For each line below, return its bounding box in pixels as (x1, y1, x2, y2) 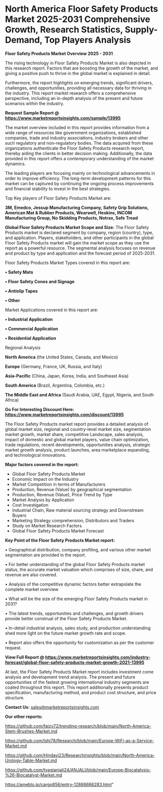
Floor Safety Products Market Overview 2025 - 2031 (5, 50, 113, 57)
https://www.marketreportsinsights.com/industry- (45, 654, 151, 660)
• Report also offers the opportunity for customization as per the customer (5, 640, 154, 645)
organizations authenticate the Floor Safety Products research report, (5, 145, 145, 151)
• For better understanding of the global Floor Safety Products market (5, 561, 145, 567)
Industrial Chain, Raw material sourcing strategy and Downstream (12, 507, 144, 513)
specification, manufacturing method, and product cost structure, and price (5, 689, 157, 695)
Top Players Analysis (44, 35, 131, 46)
